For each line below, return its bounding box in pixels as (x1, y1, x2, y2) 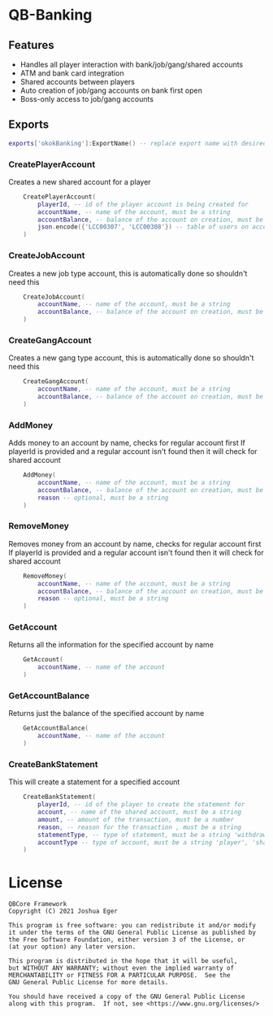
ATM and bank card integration (19, 68, 124, 78)
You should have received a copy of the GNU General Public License (8, 992, 245, 1001)
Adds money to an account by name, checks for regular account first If (8, 438, 245, 448)
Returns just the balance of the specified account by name (8, 709, 205, 718)
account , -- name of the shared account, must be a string (37, 808, 242, 817)
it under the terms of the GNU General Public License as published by (8, 929, 256, 937)
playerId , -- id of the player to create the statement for (37, 800, 245, 809)
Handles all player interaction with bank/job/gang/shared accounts (19, 59, 244, 69)
